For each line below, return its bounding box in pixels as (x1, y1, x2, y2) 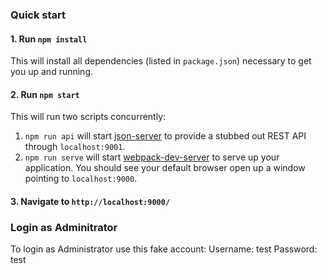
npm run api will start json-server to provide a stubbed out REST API (24, 130, 307, 142)
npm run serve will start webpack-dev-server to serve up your (24, 151, 280, 163)
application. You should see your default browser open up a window (24, 162, 306, 174)
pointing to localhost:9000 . (24, 173, 138, 185)
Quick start (10, 8, 67, 22)
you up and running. (10, 66, 94, 78)
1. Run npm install (10, 33, 88, 45)
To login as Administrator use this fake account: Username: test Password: (10, 243, 318, 255)
